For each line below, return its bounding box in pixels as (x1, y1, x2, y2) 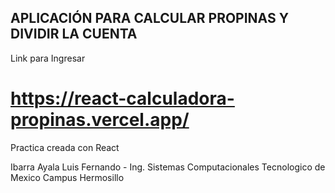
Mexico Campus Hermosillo (10, 171, 125, 183)
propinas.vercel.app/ (10, 109, 190, 131)
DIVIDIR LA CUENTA (10, 26, 138, 43)
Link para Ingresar (10, 52, 86, 64)
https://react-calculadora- (10, 87, 235, 110)
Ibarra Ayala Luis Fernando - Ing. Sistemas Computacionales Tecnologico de (10, 161, 326, 173)
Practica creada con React (10, 141, 120, 153)
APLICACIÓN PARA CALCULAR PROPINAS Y (10, 10, 290, 27)
